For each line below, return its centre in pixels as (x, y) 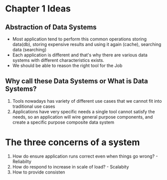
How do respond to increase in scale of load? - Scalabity (71, 167)
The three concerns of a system (73, 142)
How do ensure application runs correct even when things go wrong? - (85, 156)
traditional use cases (34, 106)
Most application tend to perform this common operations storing (80, 39)
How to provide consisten (39, 172)
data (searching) (29, 50)
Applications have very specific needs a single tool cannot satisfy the (84, 111)
